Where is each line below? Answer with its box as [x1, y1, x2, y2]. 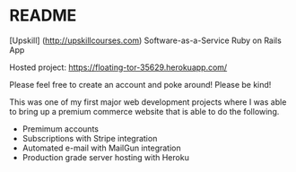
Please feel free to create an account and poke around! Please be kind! [9, 79, 272, 90]
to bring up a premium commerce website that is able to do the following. [9, 106, 280, 116]
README [9, 5, 77, 26]
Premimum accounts [22, 123, 99, 134]
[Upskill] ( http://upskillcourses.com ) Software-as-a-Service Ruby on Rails [9, 35, 283, 46]
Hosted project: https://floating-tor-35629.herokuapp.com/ [9, 62, 228, 73]
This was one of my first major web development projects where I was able [9, 96, 287, 107]
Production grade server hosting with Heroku [22, 151, 190, 162]
